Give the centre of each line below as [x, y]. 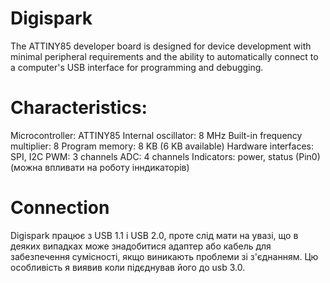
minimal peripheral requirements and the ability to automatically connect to [164, 56]
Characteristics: [79, 108]
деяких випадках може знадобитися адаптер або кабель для [141, 246]
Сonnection [60, 208]
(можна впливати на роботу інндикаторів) [100, 167]
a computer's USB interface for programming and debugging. [137, 67]
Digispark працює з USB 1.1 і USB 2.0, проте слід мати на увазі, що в [154, 235]
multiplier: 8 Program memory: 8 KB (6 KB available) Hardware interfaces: [162, 146]
